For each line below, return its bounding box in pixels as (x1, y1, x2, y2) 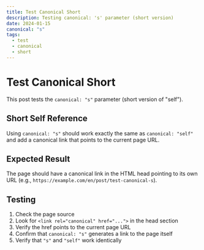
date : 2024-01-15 (6, 20, 51, 26)
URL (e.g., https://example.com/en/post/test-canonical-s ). (6, 176, 157, 184)
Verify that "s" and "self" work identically (15, 237, 122, 244)
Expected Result (6, 154, 70, 164)
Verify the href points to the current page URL (15, 224, 131, 231)
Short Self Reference (6, 113, 88, 124)
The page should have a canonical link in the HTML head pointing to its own (6, 170, 198, 178)
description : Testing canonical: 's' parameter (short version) (6, 15, 174, 21)
